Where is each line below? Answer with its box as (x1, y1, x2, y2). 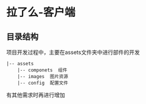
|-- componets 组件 (17, 67, 68, 73)
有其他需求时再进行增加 (6, 91, 65, 99)
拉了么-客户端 (6, 5, 76, 19)
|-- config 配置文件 (17, 80, 69, 86)
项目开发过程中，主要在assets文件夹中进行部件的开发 (6, 49, 140, 56)
